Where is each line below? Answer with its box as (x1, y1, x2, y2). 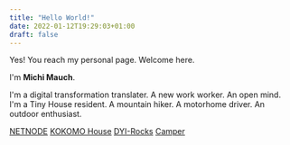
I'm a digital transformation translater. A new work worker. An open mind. (9, 89, 282, 100)
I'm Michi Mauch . (9, 72, 75, 83)
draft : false (9, 30, 59, 39)
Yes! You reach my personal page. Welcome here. (9, 55, 195, 66)
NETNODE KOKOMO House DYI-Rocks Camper (9, 126, 185, 137)
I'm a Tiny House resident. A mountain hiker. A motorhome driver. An (9, 99, 265, 110)
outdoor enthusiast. (9, 109, 82, 120)
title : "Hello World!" (9, 13, 95, 23)
